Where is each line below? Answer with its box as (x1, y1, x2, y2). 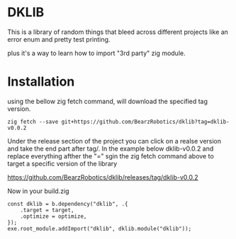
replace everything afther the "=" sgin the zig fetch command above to (7, 151, 214, 160)
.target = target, (20, 206, 74, 214)
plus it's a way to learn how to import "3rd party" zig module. (7, 49, 186, 57)
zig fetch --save (7, 118, 59, 125)
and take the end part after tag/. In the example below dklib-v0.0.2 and (7, 144, 214, 153)
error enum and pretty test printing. (7, 35, 111, 43)
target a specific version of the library (7, 159, 118, 168)
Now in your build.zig (7, 187, 69, 195)
